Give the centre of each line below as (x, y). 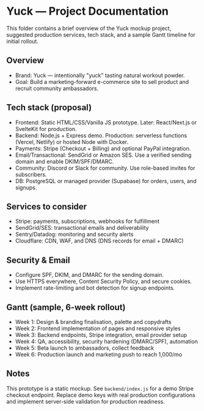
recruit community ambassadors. (57, 88)
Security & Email (38, 260)
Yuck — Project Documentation (88, 11)
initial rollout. (22, 41)
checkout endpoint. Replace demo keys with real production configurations (101, 395)
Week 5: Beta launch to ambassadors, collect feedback (85, 348)
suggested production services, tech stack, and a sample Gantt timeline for (101, 34)
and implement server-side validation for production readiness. (86, 401)
